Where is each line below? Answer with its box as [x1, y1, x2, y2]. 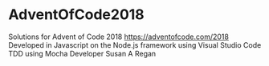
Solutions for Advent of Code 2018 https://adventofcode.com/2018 [8, 32, 229, 41]
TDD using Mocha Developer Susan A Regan [8, 49, 157, 58]
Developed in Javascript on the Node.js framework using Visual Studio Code [8, 40, 262, 49]
